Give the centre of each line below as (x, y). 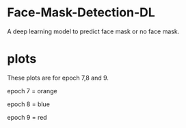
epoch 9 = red (27, 117)
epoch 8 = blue (28, 104)
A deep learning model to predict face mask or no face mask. (93, 31)
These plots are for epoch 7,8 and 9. (58, 78)
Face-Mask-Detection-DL (81, 13)
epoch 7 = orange (32, 91)
